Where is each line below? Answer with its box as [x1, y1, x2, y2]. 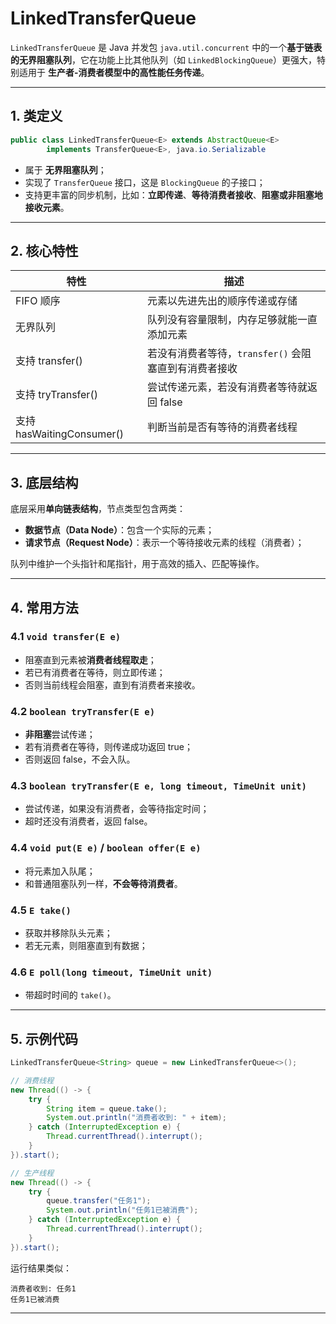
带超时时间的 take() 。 [24, 989, 117, 1001]
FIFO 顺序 [15, 294, 61, 308]
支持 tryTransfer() [15, 388, 98, 402]
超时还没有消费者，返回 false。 [24, 815, 153, 827]
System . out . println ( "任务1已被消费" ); [46, 1205, 199, 1216]
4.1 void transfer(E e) [10, 630, 122, 644]
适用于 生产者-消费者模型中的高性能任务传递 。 [18, 66, 210, 78]
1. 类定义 [10, 108, 63, 125]
